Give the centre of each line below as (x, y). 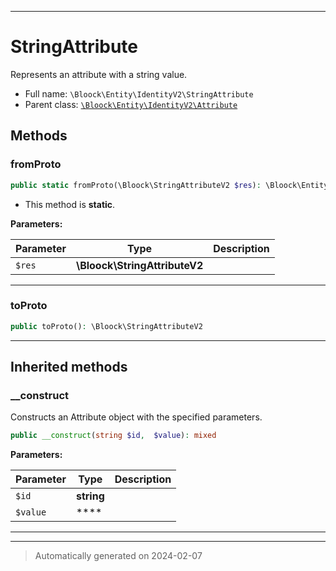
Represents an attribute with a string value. (99, 74)
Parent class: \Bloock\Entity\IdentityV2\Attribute (131, 104)
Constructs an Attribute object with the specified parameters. (136, 417)
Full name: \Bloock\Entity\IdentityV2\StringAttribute (139, 93)
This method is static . (70, 204)
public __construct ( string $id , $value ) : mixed (113, 436)
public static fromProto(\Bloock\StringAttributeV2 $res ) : (136, 185)
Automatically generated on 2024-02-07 (118, 556)
